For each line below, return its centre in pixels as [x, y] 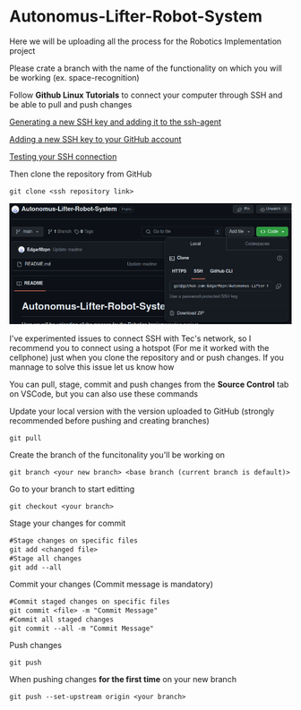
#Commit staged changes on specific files [90, 602]
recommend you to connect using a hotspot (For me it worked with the [139, 348]
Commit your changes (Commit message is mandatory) [111, 585]
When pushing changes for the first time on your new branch [123, 680]
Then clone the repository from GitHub [81, 174]
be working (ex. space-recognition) [75, 77]
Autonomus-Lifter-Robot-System [136, 17]
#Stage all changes [46, 559]
